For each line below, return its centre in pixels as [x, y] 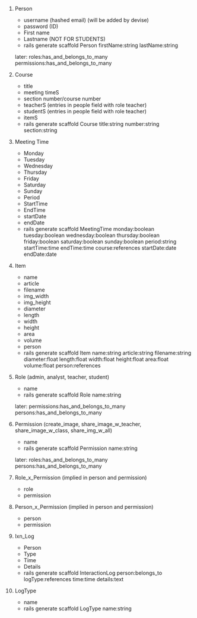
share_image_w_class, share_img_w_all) [63, 430]
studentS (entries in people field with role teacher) [85, 111]
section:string [40, 130]
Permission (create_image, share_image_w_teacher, [78, 424]
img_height [37, 302]
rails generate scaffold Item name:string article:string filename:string [107, 353]
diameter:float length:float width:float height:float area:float [96, 359]
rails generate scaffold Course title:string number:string [91, 124]
